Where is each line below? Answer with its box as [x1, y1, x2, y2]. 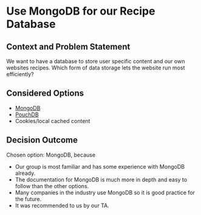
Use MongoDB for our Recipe [6, 4, 155, 18]
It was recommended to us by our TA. [15, 202, 109, 209]
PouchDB [15, 111, 39, 118]
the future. [15, 195, 42, 202]
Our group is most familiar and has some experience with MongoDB [15, 163, 185, 170]
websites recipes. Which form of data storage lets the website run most [6, 64, 185, 71]
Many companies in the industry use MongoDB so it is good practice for [15, 189, 196, 196]
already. [15, 169, 36, 177]
